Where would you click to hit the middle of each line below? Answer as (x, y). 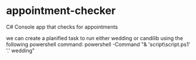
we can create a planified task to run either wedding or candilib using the (95, 38)
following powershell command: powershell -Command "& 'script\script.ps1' (98, 44)
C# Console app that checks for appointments (62, 27)
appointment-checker (61, 11)
